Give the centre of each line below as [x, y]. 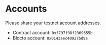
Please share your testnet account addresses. [53, 23]
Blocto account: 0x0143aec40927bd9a [50, 38]
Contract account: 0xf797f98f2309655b [52, 32]
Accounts [26, 9]
